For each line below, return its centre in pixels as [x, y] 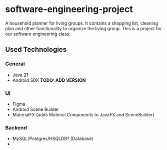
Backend [16, 127]
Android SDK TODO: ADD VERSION [49, 80]
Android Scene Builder [35, 109]
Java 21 [20, 75]
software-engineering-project [69, 9]
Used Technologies [36, 49]
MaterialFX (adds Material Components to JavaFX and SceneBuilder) [83, 114]
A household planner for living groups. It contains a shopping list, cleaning [82, 23]
